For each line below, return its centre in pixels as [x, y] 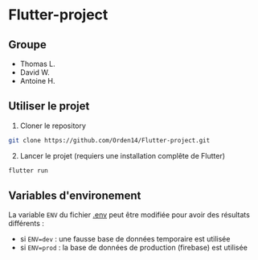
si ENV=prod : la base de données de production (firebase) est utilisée [133, 248]
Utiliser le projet [49, 106]
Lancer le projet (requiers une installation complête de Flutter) [123, 155]
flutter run [28, 171]
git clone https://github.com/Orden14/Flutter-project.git [109, 140]
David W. [35, 72]
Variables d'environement [75, 195]
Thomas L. [37, 64]
